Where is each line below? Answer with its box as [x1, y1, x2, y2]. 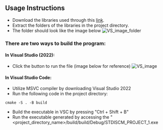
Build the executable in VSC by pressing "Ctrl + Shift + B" [12, 109, 129, 115]
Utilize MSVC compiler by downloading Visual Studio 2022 [12, 86, 131, 91]
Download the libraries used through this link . [12, 17, 104, 23]
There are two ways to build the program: [5, 40, 106, 46]
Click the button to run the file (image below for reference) [12, 63, 131, 69]
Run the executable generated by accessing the [12, 114, 109, 120]
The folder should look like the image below [12, 27, 101, 34]
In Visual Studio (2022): [5, 52, 55, 58]
